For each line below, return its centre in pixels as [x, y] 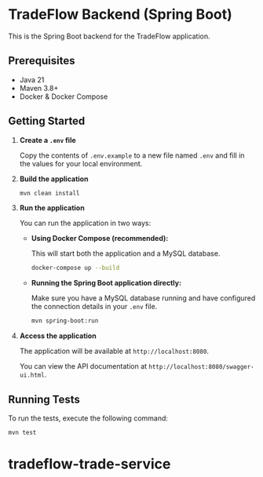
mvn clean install [49, 193]
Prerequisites [42, 61]
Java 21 [32, 79]
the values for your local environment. [81, 163]
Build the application [54, 179]
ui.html [32, 375]
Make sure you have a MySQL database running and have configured [143, 298]
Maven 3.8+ [39, 88]
